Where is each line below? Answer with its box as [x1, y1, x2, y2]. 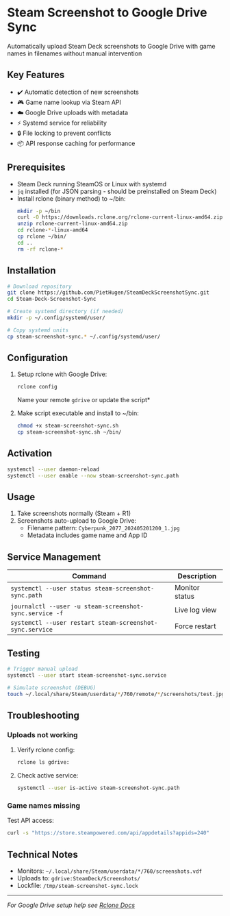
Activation [7, 447, 53, 460]
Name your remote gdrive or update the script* [16, 396, 151, 404]
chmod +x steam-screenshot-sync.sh [16, 423, 119, 430]
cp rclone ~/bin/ [16, 233, 67, 240]
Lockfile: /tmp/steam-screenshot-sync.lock [16, 881, 138, 889]
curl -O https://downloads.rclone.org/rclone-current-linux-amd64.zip [16, 214, 223, 221]
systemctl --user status [10, 584, 92, 593]
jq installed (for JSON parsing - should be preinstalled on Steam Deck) [16, 187, 217, 195]
